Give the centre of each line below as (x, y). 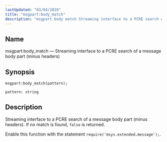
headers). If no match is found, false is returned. (55, 124)
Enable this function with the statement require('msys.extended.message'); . (83, 134)
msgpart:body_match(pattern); (37, 83)
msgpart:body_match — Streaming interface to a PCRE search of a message (83, 51)
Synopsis (20, 72)
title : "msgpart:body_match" (35, 14)
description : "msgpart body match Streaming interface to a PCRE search (82, 19)
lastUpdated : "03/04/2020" (33, 10)
